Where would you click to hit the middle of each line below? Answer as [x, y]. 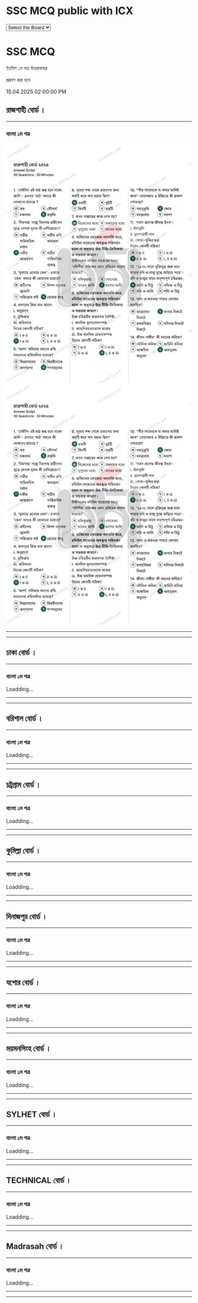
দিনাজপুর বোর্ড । [27, 917]
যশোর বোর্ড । [23, 982]
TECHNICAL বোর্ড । [39, 1181]
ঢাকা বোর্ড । [22, 653]
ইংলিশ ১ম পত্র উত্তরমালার [27, 68]
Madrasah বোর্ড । [35, 1247]
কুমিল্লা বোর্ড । [24, 851]
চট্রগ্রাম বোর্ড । [24, 785]
